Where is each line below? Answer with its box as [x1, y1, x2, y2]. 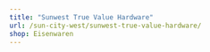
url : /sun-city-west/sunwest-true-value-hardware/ [9, 21, 202, 30]
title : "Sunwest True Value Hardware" [9, 12, 154, 22]
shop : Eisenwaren [9, 29, 74, 38]
